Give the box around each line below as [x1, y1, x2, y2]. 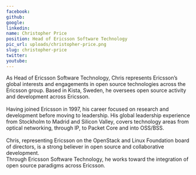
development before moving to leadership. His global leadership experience [6, 111, 190, 118]
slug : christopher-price [6, 47, 67, 53]
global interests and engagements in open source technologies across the [6, 80, 186, 87]
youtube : [6, 58, 28, 64]
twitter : [6, 52, 28, 58]
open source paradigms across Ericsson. [6, 161, 106, 169]
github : [6, 14, 25, 20]
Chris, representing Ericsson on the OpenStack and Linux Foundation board [6, 137, 190, 144]
